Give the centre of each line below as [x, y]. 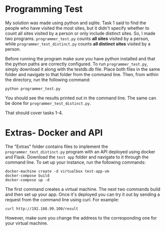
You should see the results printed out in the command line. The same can [81, 98]
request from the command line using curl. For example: [62, 199]
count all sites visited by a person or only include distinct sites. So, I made [80, 33]
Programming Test [44, 9]
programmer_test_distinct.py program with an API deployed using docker [80, 151]
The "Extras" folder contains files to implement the [57, 146]
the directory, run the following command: [48, 80]
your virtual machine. [27, 223]
